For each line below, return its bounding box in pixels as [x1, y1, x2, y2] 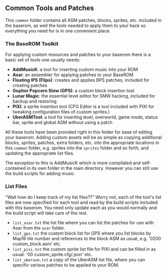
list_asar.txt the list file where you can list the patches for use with [12, 220, 154, 226]
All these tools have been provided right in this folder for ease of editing [5, 129, 153, 135]
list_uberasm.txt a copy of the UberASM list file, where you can [12, 257, 146, 263]
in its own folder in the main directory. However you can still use [26, 165, 159, 171]
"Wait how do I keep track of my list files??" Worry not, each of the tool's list [5, 194, 162, 200]
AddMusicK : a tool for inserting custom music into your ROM [12, 67, 138, 73]
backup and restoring [12, 98, 57, 104]
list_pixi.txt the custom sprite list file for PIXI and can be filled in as [12, 246, 156, 252]
